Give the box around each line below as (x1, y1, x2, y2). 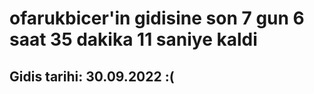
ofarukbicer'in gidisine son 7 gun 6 (9, 7, 305, 30)
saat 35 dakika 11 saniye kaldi (9, 28, 258, 51)
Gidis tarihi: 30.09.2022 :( (9, 68, 175, 85)
